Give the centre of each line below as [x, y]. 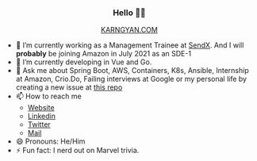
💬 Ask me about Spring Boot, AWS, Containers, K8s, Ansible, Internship [132, 71]
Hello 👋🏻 [129, 13]
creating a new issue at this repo [69, 87]
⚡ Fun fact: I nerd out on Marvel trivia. [77, 151]
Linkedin [41, 116]
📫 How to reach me [48, 96]
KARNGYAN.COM [129, 30]
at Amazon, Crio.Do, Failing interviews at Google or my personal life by [131, 79]
